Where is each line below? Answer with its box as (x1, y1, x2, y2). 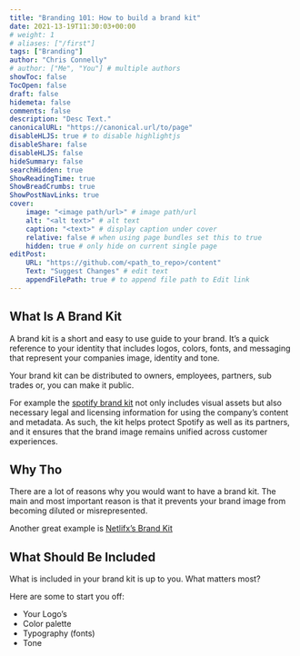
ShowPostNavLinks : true (9, 191, 100, 200)
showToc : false (9, 73, 67, 82)
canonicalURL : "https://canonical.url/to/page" (9, 124, 194, 133)
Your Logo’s (22, 609, 68, 620)
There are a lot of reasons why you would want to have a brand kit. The (9, 486, 277, 497)
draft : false (9, 89, 59, 98)
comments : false (9, 106, 71, 115)
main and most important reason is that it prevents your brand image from (9, 496, 286, 507)
